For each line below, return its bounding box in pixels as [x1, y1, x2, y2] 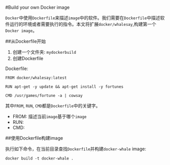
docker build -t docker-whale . [5, 156, 74, 161]
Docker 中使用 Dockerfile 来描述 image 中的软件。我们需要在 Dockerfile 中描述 [5, 15, 160, 21]
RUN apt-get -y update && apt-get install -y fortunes [5, 84, 124, 89]
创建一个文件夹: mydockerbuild [12, 49, 76, 55]
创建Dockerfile [12, 55, 44, 61]
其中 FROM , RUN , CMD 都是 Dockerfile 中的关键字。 [5, 103, 100, 109]
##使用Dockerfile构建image [5, 135, 63, 141]
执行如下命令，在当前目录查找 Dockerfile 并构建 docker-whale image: [5, 146, 146, 152]
